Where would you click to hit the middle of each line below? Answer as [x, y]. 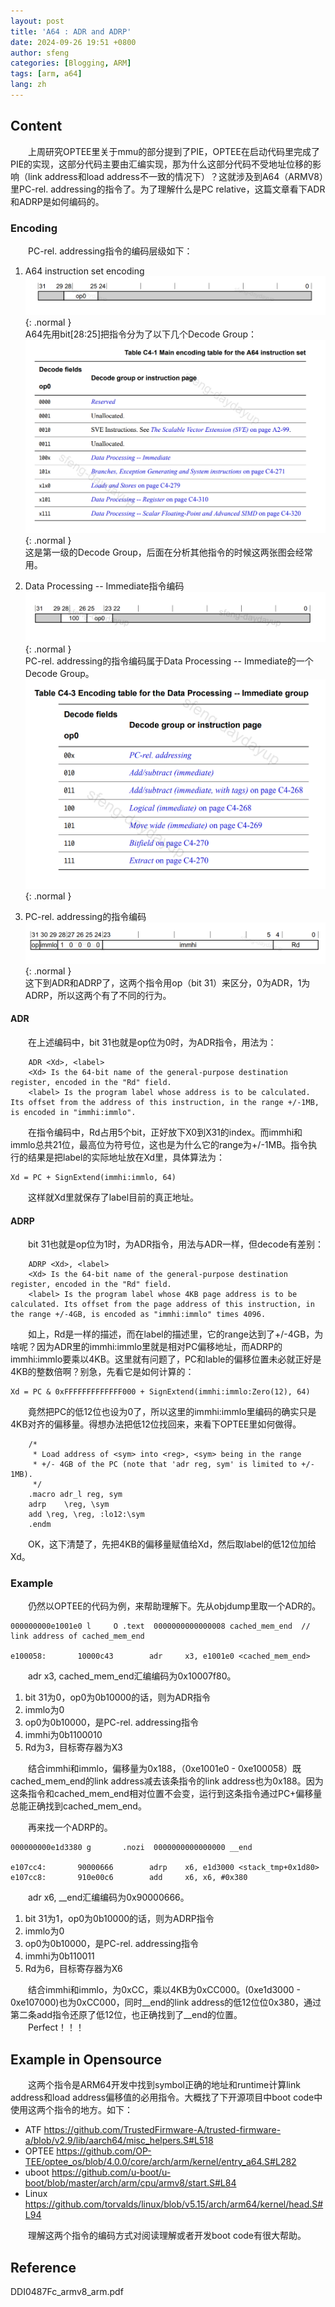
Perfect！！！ [56, 2027]
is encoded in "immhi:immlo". [73, 1112]
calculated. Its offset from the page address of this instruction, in [162, 1305]
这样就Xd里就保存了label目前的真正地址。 [114, 1197]
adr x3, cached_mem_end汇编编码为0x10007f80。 [132, 1676]
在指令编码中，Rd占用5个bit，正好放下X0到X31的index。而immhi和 [165, 1132]
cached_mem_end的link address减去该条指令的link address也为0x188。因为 [167, 1781]
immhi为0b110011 [59, 1956]
